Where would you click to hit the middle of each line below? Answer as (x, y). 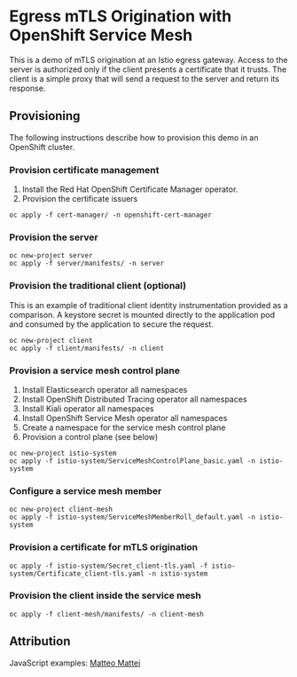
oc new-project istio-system (63, 453)
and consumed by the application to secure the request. (112, 324)
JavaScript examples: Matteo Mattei (75, 663)
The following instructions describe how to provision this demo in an (134, 137)
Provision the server (54, 237)
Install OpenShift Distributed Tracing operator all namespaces (134, 399)
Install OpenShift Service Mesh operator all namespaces (125, 418)
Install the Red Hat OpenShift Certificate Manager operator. (130, 189)
